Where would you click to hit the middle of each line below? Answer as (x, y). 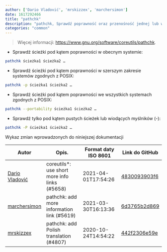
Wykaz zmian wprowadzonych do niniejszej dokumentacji (64, 137)
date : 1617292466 (23, 14)
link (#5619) (61, 215)
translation (59, 236)
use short (57, 170)
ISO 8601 (100, 156)
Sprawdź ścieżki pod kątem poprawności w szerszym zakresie (77, 71)
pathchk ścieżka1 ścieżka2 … (35, 61)
